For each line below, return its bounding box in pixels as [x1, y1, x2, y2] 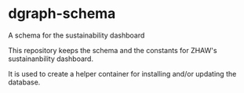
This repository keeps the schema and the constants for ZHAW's [8, 45, 217, 55]
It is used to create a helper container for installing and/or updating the [8, 69, 237, 78]
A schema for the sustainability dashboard [8, 30, 145, 40]
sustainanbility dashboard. [8, 54, 94, 63]
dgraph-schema [8, 5, 116, 23]
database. [8, 77, 41, 87]
